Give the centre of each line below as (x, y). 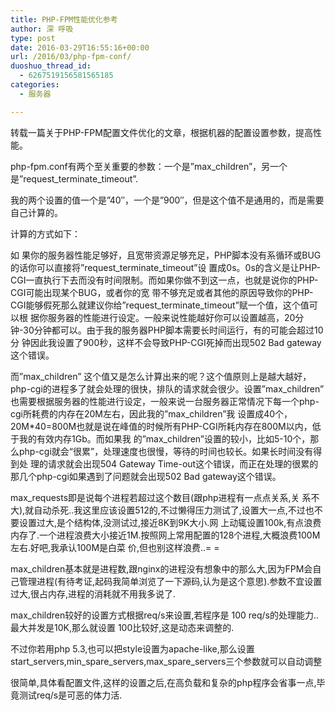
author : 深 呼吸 (42, 29)
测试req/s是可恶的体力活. (70, 695)
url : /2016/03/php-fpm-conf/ (71, 57)
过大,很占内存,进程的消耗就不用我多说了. (93, 593)
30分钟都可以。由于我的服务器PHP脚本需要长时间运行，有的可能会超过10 (173, 330)
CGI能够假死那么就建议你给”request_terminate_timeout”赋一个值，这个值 (160, 305)
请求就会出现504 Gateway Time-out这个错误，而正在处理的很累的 (183, 463)
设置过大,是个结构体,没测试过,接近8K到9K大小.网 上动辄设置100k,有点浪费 (170, 522)
